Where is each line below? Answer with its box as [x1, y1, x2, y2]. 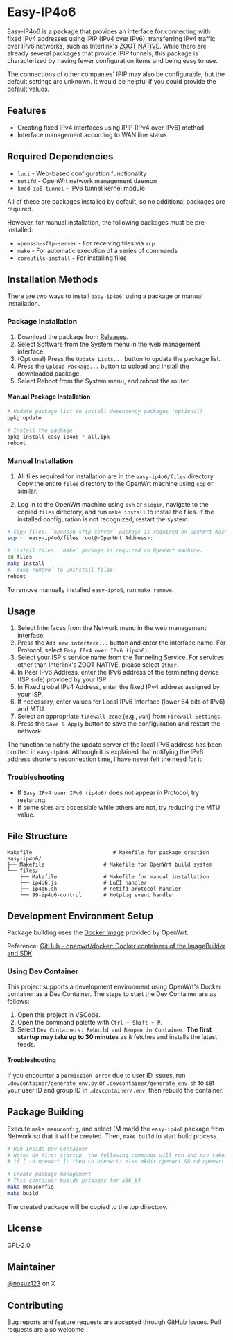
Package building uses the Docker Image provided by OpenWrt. [7, 928, 189, 937]
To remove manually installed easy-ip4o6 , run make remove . [7, 585, 174, 593]
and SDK [7, 949, 33, 957]
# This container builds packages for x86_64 [7, 1177, 141, 1184]
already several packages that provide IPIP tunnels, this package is [7, 49, 199, 58]
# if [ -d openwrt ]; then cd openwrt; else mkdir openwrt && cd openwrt [7, 1158, 225, 1165]
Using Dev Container [7, 966, 78, 976]
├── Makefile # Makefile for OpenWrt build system [7, 861, 213, 868]
